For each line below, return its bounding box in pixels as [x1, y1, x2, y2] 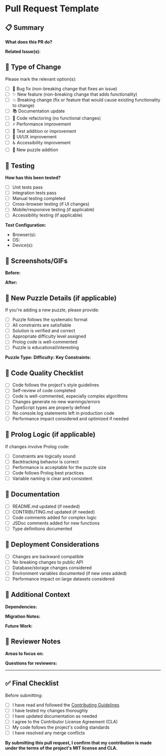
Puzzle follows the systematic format [12, 317, 88, 323]
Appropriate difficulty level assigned [12, 333, 86, 340]
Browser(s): [12, 232, 37, 238]
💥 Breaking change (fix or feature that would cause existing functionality [12, 97, 161, 103]
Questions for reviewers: [5, 660, 58, 666]
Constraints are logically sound [12, 453, 76, 459]
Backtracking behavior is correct [12, 459, 79, 465]
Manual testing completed [12, 195, 66, 201]
